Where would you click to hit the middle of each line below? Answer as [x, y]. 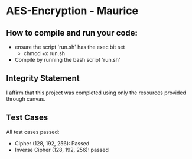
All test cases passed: [33, 132]
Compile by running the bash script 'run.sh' [67, 60]
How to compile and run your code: [72, 33]
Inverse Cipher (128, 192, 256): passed [62, 150]
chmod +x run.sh [44, 53]
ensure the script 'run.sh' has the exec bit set [70, 47]
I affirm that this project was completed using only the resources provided [96, 93]
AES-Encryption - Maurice [72, 11]
